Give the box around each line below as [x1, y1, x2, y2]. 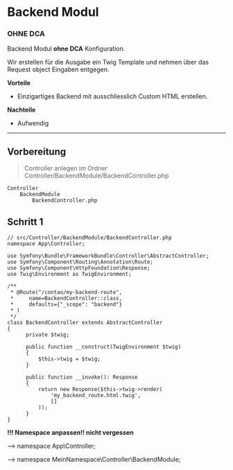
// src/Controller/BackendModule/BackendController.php [7, 234, 172, 241]
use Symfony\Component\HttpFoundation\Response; [7, 265, 150, 272]
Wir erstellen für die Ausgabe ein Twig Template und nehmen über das [7, 58, 209, 67]
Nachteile [7, 105, 36, 114]
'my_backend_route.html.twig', [51, 392, 141, 399]
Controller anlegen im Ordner [24, 164, 108, 173]
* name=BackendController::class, [10, 295, 123, 302]
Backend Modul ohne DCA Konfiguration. [7, 44, 126, 53]
